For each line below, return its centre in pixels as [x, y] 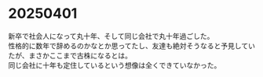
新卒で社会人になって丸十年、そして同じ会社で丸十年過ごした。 [111, 36]
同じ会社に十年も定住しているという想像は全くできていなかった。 [115, 65]
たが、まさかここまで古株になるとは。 [70, 55]
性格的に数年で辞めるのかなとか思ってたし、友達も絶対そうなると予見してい [131, 45]
